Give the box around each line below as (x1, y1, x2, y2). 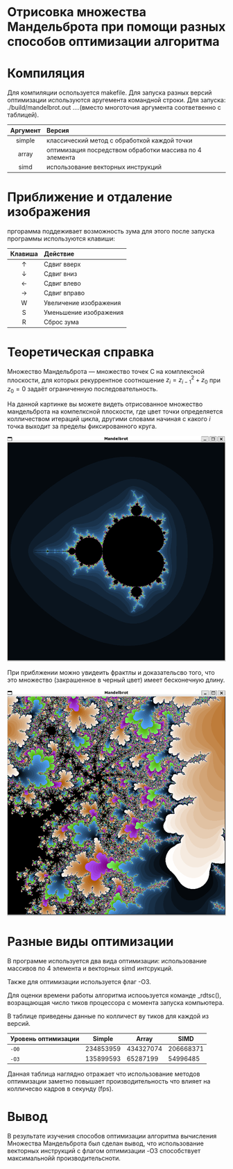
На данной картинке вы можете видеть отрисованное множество (7, 400, 203, 408)
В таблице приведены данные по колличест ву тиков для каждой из (7, 1012, 209, 1020)
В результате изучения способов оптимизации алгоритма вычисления (7, 1132, 217, 1141)
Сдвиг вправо (44, 289, 85, 297)
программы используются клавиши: (7, 234, 116, 243)
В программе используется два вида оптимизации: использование (7, 956, 207, 965)
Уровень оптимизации (10, 1035, 80, 1043)
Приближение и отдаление (7, 189, 173, 205)
